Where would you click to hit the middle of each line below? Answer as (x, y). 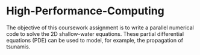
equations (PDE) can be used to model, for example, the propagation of (95, 40)
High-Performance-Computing (85, 11)
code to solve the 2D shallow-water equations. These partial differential (95, 33)
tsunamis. (18, 47)
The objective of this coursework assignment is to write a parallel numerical (100, 27)
